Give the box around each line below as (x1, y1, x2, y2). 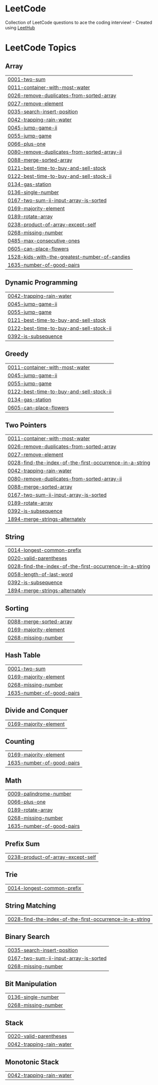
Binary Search (5, 933, 50, 941)
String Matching (5, 902, 56, 910)
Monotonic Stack (5, 1058, 59, 1066)
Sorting (5, 604, 29, 612)
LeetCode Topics (5, 42, 77, 54)
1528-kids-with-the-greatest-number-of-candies (7, 253, 130, 260)
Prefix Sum (5, 840, 40, 848)
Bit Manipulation (5, 979, 57, 988)
